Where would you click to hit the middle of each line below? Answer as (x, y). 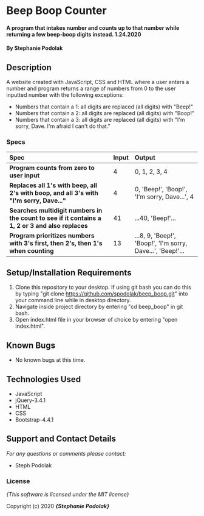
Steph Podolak (33, 465)
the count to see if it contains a (55, 218)
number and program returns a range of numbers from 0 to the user (91, 88)
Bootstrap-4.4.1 (34, 419)
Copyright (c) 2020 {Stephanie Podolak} (58, 506)
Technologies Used (43, 379)
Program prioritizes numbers (52, 236)
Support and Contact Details (61, 439)
